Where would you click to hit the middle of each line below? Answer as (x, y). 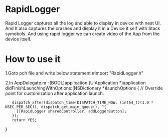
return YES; (24, 120)
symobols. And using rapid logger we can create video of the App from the (82, 33)
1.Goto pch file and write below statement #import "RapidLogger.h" (74, 73)
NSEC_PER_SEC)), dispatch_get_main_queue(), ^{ (56, 107)
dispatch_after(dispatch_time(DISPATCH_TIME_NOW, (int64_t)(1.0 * (83, 102)
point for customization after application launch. (55, 93)
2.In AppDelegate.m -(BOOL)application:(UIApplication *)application (76, 82)
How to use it (33, 59)
